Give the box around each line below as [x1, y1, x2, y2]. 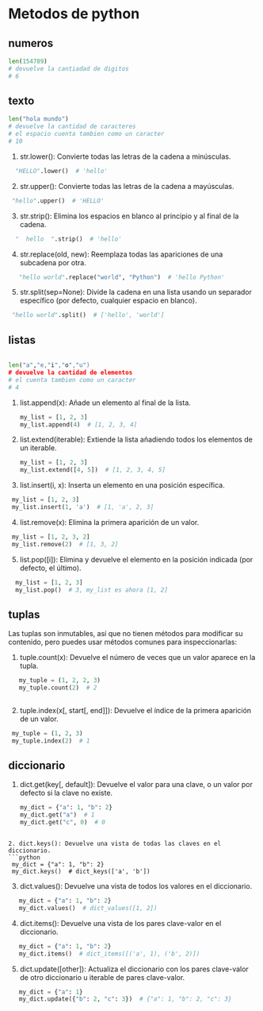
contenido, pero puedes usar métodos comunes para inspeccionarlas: [8, 637, 238, 647]
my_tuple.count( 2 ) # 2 [18, 684, 97, 692]
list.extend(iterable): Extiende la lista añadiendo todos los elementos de [19, 434, 253, 445]
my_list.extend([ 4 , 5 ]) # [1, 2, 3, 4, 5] [19, 466, 166, 474]
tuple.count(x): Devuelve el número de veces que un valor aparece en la [19, 653, 256, 662]
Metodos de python [8, 5, 140, 23]
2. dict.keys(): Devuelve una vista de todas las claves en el [8, 839, 222, 847]
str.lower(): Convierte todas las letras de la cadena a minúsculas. [19, 152, 231, 161]
